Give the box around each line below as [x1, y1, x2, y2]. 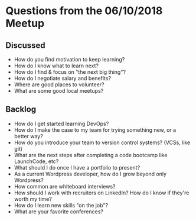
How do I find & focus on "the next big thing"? [14, 69, 126, 75]
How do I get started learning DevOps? [14, 120, 109, 127]
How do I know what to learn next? [14, 62, 99, 69]
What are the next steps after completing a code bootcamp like [14, 151, 168, 158]
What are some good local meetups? [14, 87, 104, 94]
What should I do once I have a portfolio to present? [14, 164, 141, 171]
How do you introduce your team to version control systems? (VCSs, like [14, 139, 191, 146]
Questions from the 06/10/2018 [5, 4, 163, 18]
